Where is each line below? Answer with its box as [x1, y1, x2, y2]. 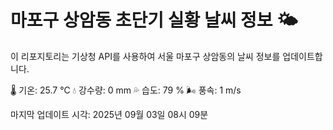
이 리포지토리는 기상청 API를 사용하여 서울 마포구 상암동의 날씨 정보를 [10, 50, 281, 62]
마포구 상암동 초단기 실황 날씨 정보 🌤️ [10, 9, 298, 32]
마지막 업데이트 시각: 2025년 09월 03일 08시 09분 [10, 108, 209, 120]
